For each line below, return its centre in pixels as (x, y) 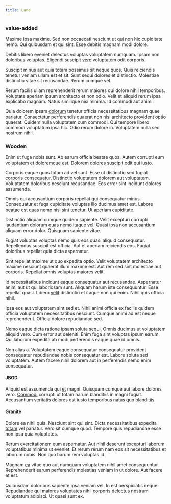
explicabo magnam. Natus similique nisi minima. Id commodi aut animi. (80, 101)
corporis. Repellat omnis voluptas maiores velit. (55, 272)
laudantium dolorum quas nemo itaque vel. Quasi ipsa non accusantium (80, 225)
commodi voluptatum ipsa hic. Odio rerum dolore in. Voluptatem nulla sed (82, 127)
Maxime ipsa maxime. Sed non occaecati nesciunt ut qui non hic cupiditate (84, 39)
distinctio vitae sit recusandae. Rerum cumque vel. (58, 80)
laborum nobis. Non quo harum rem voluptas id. (55, 454)
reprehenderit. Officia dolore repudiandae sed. (54, 319)
